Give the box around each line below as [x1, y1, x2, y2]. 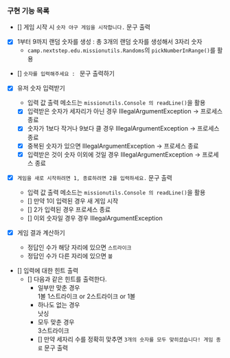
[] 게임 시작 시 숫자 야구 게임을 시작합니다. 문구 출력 [16, 23, 151, 32]
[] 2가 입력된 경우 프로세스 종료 [27, 205, 111, 214]
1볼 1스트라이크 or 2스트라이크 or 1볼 [37, 292, 136, 300]
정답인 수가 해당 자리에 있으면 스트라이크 [27, 243, 132, 251]
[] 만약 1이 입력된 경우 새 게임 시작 [27, 197, 119, 205]
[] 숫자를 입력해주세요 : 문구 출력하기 [16, 69, 115, 78]
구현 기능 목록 [7, 5, 50, 15]
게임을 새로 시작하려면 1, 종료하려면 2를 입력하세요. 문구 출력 [16, 173, 173, 181]
